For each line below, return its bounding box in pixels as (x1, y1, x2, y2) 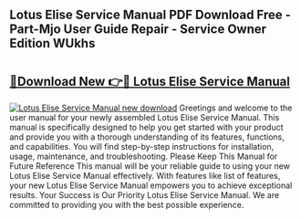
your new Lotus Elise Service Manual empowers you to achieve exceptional (9, 180, 293, 191)
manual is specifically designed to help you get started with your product (9, 122, 285, 132)
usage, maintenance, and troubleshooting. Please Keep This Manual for (9, 151, 278, 162)
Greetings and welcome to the (179, 102, 293, 113)
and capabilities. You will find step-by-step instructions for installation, (9, 141, 275, 151)
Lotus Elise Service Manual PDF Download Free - (9, 7, 292, 23)
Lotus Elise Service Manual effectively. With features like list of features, (9, 171, 281, 181)
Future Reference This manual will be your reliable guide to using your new (9, 161, 290, 172)
